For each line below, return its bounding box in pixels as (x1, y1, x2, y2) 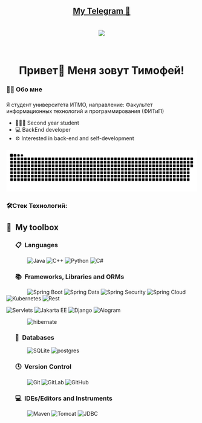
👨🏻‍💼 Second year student (15, 119, 80, 127)
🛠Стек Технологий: (6, 202, 68, 210)
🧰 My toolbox (6, 222, 59, 233)
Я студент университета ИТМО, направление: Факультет (6, 101, 153, 109)
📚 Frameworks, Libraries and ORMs (15, 273, 125, 281)
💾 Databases (15, 333, 54, 341)
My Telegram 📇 (72, 6, 131, 16)
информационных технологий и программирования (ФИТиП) (6, 108, 165, 115)
